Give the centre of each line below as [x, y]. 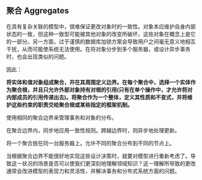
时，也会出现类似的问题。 [38, 57]
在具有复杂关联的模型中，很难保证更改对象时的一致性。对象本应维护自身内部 [101, 26]
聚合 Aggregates [38, 11]
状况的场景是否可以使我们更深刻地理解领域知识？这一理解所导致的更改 [109, 163]
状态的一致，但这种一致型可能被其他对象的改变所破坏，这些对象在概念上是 [98, 34]
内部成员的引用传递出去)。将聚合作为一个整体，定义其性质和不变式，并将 [97, 97]
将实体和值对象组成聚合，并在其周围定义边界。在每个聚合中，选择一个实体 [98, 82]
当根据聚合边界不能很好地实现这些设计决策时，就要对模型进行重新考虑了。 [98, 156]
